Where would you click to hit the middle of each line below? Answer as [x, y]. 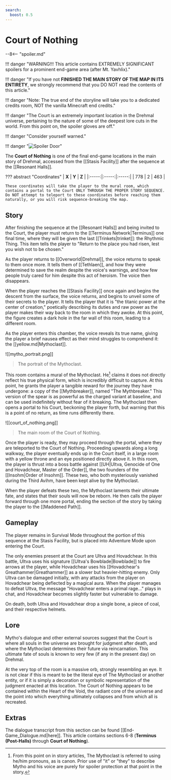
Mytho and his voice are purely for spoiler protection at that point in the [87, 767]
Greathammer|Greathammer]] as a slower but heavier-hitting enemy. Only [83, 572]
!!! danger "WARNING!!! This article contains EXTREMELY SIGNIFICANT [80, 64]
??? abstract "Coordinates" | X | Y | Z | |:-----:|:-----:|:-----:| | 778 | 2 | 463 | [85, 177]
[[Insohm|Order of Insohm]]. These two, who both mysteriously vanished [82, 475]
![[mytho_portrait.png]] [29, 354]
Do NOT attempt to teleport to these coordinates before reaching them [83, 195]
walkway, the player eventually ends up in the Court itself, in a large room [82, 453]
